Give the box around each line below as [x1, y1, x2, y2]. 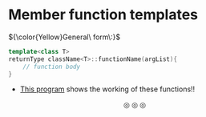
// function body [22, 63, 81, 71]
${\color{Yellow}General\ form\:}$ [8, 32, 121, 42]
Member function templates [8, 6, 199, 24]
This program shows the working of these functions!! [19, 84, 196, 94]
